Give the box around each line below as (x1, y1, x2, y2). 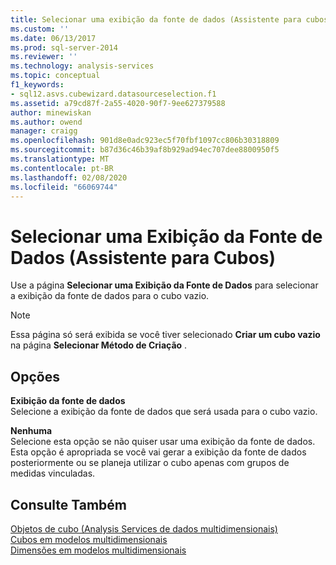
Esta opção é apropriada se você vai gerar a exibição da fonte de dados (10, 446, 307, 458)
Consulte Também (10, 496, 128, 513)
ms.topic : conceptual (10, 71, 101, 81)
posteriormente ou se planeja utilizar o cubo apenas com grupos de (10, 457, 290, 469)
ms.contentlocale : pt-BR (10, 163, 114, 173)
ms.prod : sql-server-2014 (10, 42, 118, 53)
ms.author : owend (10, 117, 83, 127)
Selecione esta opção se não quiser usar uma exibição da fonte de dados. (10, 436, 316, 448)
